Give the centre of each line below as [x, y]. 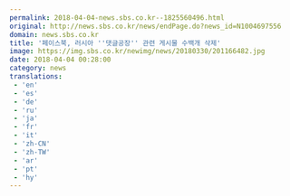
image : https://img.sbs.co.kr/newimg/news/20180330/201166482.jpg [137, 51]
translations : [36, 77]
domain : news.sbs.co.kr [54, 34]
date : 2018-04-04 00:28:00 [60, 60]
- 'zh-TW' [32, 152]
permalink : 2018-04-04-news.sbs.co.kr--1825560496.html [117, 18]
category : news [38, 69]
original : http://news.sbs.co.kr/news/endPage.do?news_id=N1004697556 [145, 26]
